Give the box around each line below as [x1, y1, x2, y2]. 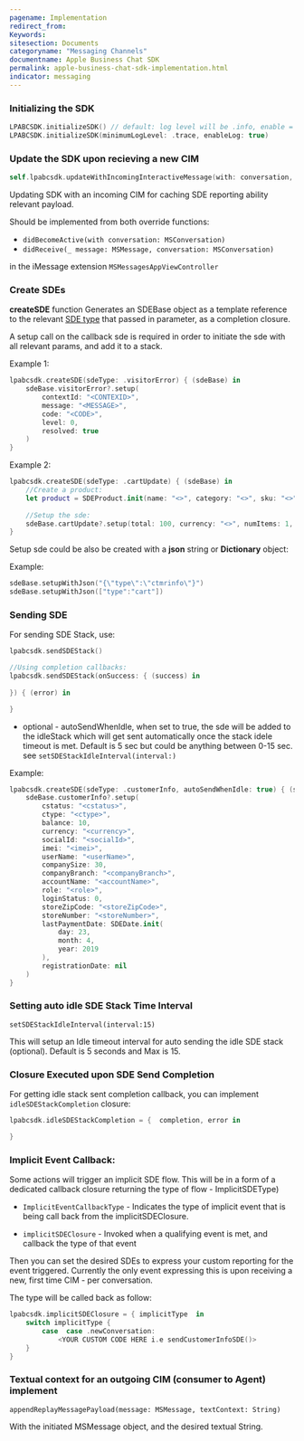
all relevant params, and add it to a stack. [9, 341, 163, 352]
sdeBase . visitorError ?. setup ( [25, 384, 140, 393]
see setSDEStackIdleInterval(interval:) [22, 750, 176, 761]
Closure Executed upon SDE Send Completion [9, 1068, 215, 1081]
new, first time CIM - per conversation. [9, 1275, 153, 1285]
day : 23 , [57, 928, 91, 937]
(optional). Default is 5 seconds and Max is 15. [9, 1046, 181, 1057]
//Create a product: [25, 486, 103, 495]
